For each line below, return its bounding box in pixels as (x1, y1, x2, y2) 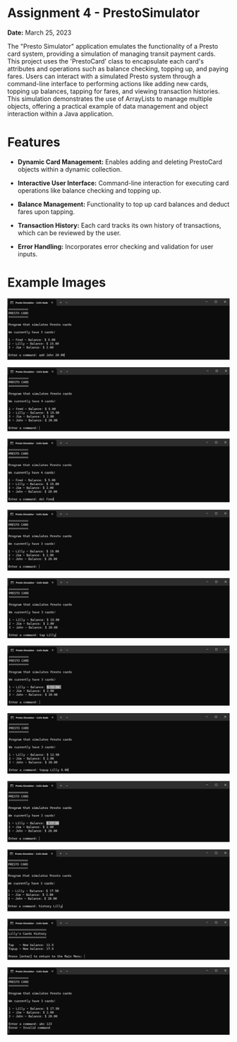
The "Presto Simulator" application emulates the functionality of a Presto (7, 42, 219, 50)
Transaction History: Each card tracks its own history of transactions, (17, 221, 221, 229)
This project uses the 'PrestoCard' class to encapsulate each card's (7, 56, 205, 65)
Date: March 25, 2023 (7, 28, 72, 37)
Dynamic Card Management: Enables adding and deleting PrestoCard (17, 157, 223, 166)
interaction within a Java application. (7, 109, 114, 118)
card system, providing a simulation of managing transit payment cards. (7, 49, 217, 58)
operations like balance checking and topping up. (17, 186, 162, 195)
